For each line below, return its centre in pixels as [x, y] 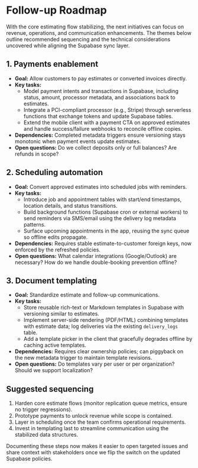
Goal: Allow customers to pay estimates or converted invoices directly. [101, 78]
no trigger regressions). [43, 409]
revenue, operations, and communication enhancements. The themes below [99, 33]
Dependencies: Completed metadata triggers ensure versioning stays [100, 135]
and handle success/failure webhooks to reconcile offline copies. [103, 128]
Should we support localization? [54, 370]
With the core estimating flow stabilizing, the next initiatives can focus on [95, 27]
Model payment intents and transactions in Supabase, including [101, 91]
